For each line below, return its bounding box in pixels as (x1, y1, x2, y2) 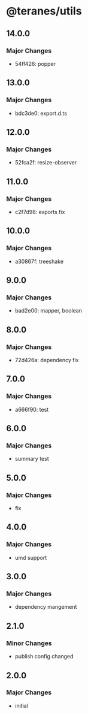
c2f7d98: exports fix (14, 208, 65, 215)
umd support (14, 554, 47, 561)
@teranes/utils (6, 4, 82, 18)
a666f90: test (14, 406, 49, 413)
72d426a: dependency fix (14, 357, 79, 363)
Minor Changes (6, 639, 52, 647)
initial (14, 702, 29, 709)
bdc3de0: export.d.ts (14, 109, 68, 117)
